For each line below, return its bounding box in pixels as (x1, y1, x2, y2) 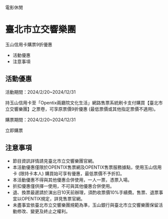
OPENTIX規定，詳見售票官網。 (21, 195, 85, 201)
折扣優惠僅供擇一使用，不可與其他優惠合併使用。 (12, 183, 115, 189)
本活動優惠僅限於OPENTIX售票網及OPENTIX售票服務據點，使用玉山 (12, 164, 153, 170)
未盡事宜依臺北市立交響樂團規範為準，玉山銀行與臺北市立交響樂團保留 (12, 202, 159, 208)
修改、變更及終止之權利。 (17, 208, 71, 214)
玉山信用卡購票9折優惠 (5, 41, 52, 47)
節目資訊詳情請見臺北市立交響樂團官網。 (12, 158, 97, 164)
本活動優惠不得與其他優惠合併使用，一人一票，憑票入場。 (12, 177, 132, 183)
